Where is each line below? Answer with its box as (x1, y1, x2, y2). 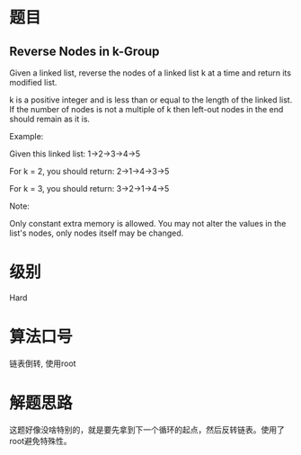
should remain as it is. (9, 113, 91, 124)
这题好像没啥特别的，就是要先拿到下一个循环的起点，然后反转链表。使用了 (9, 424, 285, 435)
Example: (9, 131, 44, 141)
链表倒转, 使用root (9, 358, 76, 369)
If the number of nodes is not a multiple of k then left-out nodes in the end (9, 104, 284, 114)
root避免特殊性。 (9, 435, 72, 446)
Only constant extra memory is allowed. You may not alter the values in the (9, 219, 287, 228)
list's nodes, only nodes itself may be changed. (9, 227, 184, 238)
